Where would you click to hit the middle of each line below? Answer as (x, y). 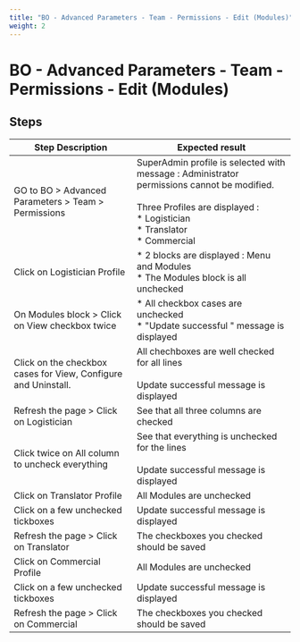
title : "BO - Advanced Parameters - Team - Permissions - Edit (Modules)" (151, 17)
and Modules (164, 266)
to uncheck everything (61, 464)
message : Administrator (188, 173)
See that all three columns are (199, 410)
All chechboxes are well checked (206, 351)
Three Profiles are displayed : (198, 207)
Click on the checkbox (60, 362)
